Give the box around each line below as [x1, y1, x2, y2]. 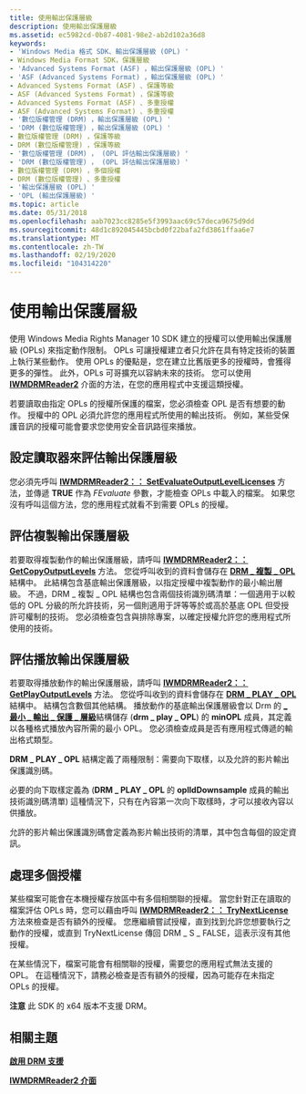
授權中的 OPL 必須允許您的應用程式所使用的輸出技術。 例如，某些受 [26, 409, 282, 420]
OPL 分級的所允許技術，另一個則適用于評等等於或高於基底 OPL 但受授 [26, 599, 290, 611]
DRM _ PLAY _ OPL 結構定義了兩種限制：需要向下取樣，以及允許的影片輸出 [9, 754, 290, 765]
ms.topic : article [9, 200, 79, 210]
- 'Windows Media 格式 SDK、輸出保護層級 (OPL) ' [9, 47, 189, 57]
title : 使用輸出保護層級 [9, 13, 93, 23]
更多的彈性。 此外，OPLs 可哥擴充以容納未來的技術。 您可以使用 [9, 366, 252, 378]
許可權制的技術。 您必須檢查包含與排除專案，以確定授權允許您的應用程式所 [9, 611, 291, 622]
